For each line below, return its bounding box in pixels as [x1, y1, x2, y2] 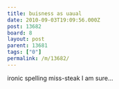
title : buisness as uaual [7, 10, 82, 17]
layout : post [7, 36, 45, 43]
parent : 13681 [7, 42, 48, 49]
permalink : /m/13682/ [7, 55, 70, 62]
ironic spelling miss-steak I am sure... [7, 74, 113, 82]
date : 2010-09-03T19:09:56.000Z [7, 17, 100, 23]
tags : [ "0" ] [7, 49, 42, 56]
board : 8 [7, 29, 33, 37]
